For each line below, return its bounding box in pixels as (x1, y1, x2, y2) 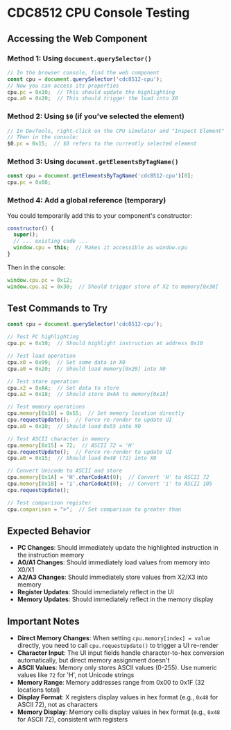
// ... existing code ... (13, 238, 89, 245)
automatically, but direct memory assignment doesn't (17, 656, 170, 665)
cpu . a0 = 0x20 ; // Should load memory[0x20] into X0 (7, 365, 166, 372)
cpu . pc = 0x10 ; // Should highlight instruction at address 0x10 (7, 340, 203, 347)
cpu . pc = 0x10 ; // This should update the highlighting (7, 88, 176, 95)
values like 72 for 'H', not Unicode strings (17, 671, 135, 679)
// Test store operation (7, 378, 79, 385)
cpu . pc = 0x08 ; (7, 179, 51, 186)
